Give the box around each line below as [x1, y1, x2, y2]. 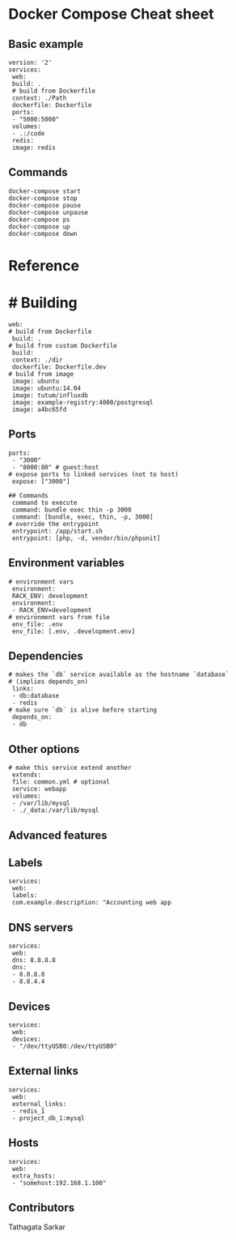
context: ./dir [11, 356, 63, 364]
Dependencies [8, 649, 83, 663]
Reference [8, 257, 79, 275]
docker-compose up [8, 222, 70, 231]
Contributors [8, 1201, 75, 1215]
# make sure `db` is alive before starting [8, 706, 158, 714]
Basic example [8, 37, 83, 51]
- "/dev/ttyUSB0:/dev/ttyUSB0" [11, 1042, 117, 1050]
